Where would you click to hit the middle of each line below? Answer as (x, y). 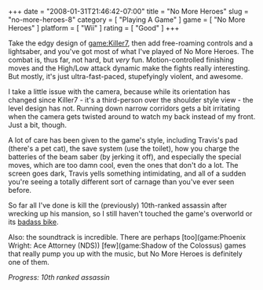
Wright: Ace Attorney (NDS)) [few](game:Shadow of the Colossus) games (127, 245)
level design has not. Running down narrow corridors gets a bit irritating (124, 108)
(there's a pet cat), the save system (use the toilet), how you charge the (124, 149)
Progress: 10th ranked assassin (59, 277)
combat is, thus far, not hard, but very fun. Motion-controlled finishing (121, 60)
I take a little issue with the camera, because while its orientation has (119, 92)
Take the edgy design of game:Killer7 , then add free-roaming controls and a (131, 43)
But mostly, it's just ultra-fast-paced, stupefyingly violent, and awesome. (126, 76)
